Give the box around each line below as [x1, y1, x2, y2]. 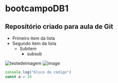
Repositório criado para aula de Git [5, 22, 114, 31]
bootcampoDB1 [5, 3, 69, 14]
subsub [27, 51, 42, 57]
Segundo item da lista [12, 41, 57, 46]
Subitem [19, 46, 37, 51]
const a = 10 [5, 74, 32, 79]
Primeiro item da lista [12, 35, 55, 41]
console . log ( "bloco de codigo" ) [5, 70, 71, 75]
